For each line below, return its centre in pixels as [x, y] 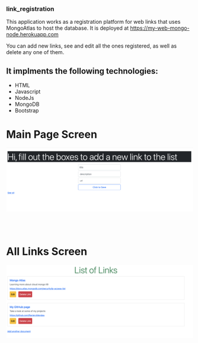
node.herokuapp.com [32, 34]
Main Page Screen [52, 135]
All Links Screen [47, 251]
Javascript [28, 92]
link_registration [30, 9]
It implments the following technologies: [82, 71]
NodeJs [24, 98]
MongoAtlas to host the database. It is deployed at [68, 28]
